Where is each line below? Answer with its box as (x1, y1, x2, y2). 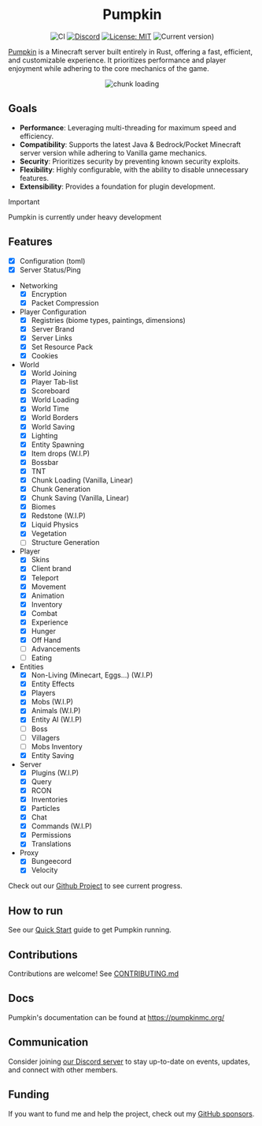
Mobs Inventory (31, 741, 83, 751)
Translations (31, 839, 72, 849)
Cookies (31, 351, 59, 361)
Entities (19, 662, 44, 672)
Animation (31, 591, 65, 600)
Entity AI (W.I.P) (31, 715, 83, 724)
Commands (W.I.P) (31, 821, 93, 831)
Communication (8, 1036, 89, 1049)
